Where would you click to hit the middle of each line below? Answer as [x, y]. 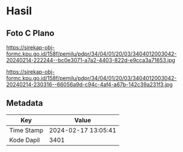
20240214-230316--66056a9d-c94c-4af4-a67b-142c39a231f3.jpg [89, 84]
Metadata [25, 103]
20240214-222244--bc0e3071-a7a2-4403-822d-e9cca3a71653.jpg [91, 60]
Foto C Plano [30, 33]
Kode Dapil [25, 140]
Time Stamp [26, 130]
